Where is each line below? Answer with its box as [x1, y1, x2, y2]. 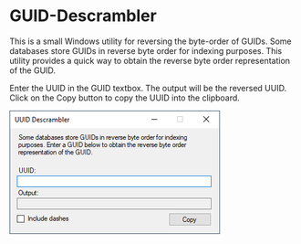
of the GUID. [9, 65, 57, 76]
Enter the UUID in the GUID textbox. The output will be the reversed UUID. [9, 82, 287, 93]
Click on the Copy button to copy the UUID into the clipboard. [9, 92, 240, 103]
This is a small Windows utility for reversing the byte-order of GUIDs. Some [9, 36, 292, 47]
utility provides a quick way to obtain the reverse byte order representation [9, 55, 290, 66]
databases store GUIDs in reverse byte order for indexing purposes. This [9, 45, 283, 56]
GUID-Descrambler [9, 5, 157, 27]
